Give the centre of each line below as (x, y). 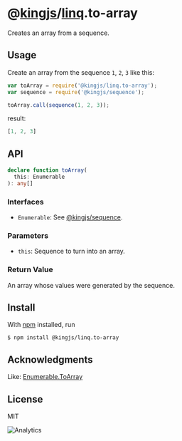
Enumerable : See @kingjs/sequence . (70, 217)
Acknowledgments (50, 359)
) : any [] (20, 183)
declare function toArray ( (47, 170)
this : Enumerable (39, 177)
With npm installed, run (41, 325)
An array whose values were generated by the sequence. (91, 285)
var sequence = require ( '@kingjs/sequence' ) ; (76, 92)
